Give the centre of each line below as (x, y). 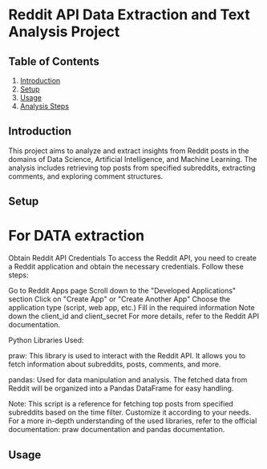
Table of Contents (54, 61)
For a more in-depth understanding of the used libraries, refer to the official (133, 421)
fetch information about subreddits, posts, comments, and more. (115, 364)
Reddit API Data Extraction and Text (129, 15)
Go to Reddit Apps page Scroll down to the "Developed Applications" (122, 291)
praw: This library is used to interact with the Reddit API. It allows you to (127, 356)
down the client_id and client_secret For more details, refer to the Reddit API (133, 316)
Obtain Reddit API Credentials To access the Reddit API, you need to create (132, 258)
